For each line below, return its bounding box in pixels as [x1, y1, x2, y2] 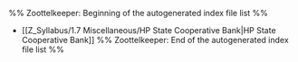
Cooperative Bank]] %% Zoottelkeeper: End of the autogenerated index [21, 35, 289, 45]
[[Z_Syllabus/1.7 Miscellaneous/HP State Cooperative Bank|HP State [21, 25, 277, 35]
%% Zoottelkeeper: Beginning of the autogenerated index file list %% [8, 8, 269, 18]
